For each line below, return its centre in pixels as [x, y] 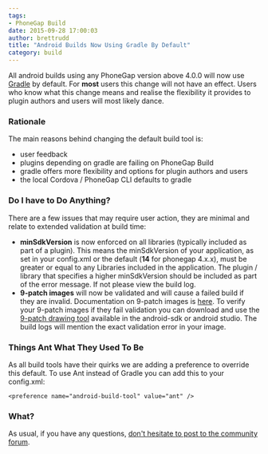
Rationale [27, 121]
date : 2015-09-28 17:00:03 [53, 30]
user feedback [43, 154]
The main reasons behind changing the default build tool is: [106, 139]
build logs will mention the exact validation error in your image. [123, 326]
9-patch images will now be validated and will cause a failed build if [132, 293]
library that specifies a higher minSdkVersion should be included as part [138, 275]
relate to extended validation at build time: [77, 226]
